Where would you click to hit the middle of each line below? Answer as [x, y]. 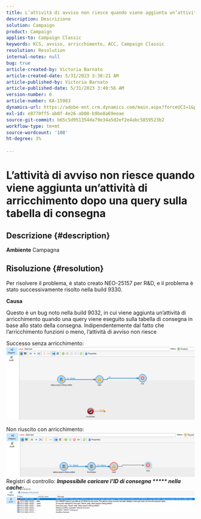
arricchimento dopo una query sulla [97, 201]
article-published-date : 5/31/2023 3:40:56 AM [65, 88]
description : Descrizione [38, 19]
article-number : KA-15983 [38, 101]
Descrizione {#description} [58, 235]
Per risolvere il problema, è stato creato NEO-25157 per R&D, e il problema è [100, 283]
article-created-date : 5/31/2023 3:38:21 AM [63, 76]
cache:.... [19, 487]
